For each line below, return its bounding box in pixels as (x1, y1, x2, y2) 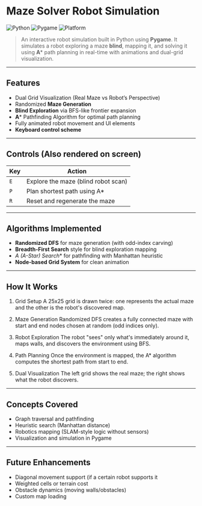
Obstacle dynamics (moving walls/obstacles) (14, 486, 127, 493)
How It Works (6, 282, 58, 292)
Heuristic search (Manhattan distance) (14, 422, 111, 428)
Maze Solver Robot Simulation (6, 4, 160, 18)
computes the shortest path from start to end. (14, 358, 129, 365)
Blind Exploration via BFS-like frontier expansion (14, 106, 136, 114)
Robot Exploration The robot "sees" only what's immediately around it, (14, 334, 189, 341)
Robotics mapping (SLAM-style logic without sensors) (14, 428, 149, 435)
